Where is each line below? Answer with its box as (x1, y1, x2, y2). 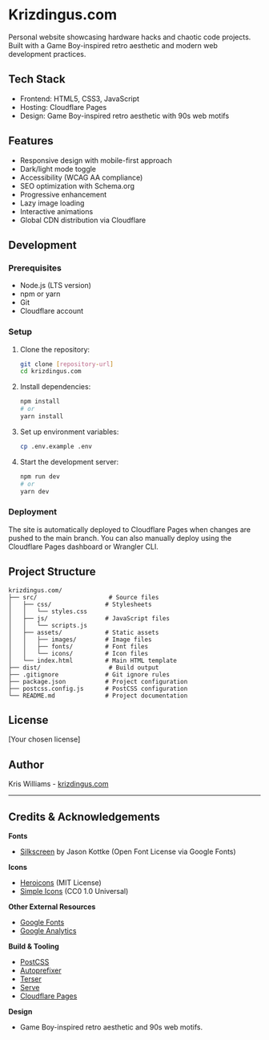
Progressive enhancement (19, 189, 107, 199)
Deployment (8, 506, 58, 518)
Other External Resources (8, 901, 96, 912)
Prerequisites (8, 262, 62, 274)
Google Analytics (19, 925, 77, 936)
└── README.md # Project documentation (8, 692, 188, 700)
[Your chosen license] (8, 734, 81, 744)
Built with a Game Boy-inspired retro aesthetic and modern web (8, 40, 218, 50)
